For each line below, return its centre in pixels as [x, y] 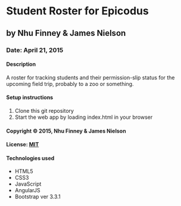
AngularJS [27, 190]
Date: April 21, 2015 [35, 50]
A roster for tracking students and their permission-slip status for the [90, 77]
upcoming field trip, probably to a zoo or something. [70, 84]
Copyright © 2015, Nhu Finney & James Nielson [66, 131]
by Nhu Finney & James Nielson [66, 33]
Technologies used [30, 158]
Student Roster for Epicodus [77, 11]
